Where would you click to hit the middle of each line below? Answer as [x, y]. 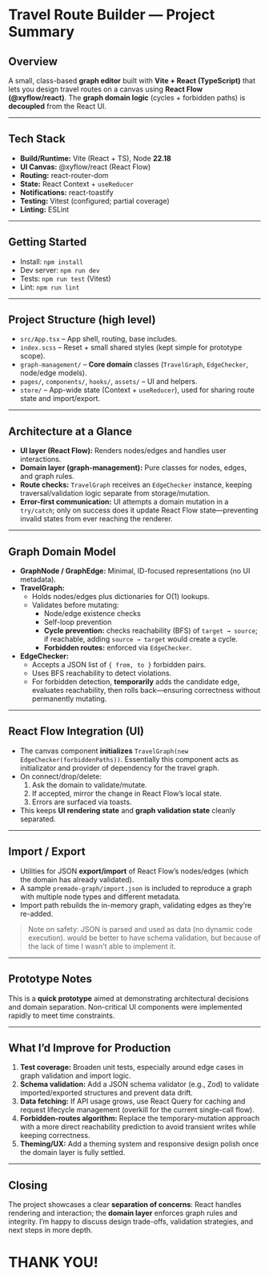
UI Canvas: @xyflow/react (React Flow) [85, 167]
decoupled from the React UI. [57, 106]
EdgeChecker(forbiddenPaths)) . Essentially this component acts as [129, 759]
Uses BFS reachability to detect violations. [102, 673]
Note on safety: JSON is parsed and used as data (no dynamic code [140, 929]
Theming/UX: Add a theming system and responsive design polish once [139, 1144]
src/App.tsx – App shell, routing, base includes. [98, 339]
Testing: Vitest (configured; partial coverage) [94, 201]
